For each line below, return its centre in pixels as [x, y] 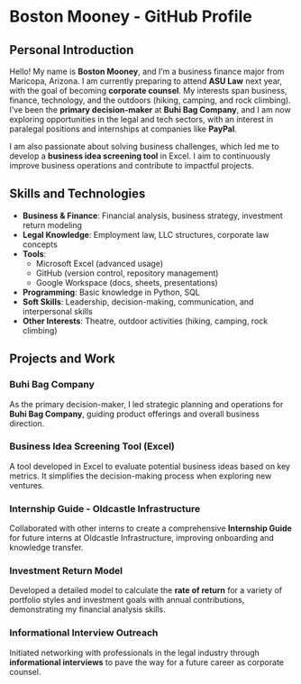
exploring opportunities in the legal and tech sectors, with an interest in [141, 119]
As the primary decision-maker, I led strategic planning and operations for [146, 404]
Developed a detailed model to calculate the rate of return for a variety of [146, 590]
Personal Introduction [72, 50]
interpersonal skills [57, 311]
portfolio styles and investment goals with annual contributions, [127, 600]
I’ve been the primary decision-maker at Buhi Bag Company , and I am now [150, 109]
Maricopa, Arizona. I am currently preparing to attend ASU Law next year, [146, 81]
